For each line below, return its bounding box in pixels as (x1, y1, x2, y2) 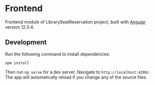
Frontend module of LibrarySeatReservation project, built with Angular (5, 19, 146, 25)
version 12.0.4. (5, 24, 35, 30)
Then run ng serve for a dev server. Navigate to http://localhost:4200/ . (5, 69, 151, 75)
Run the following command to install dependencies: (5, 51, 111, 57)
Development (5, 38, 47, 47)
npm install (5, 60, 29, 66)
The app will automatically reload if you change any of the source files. (5, 74, 147, 80)
